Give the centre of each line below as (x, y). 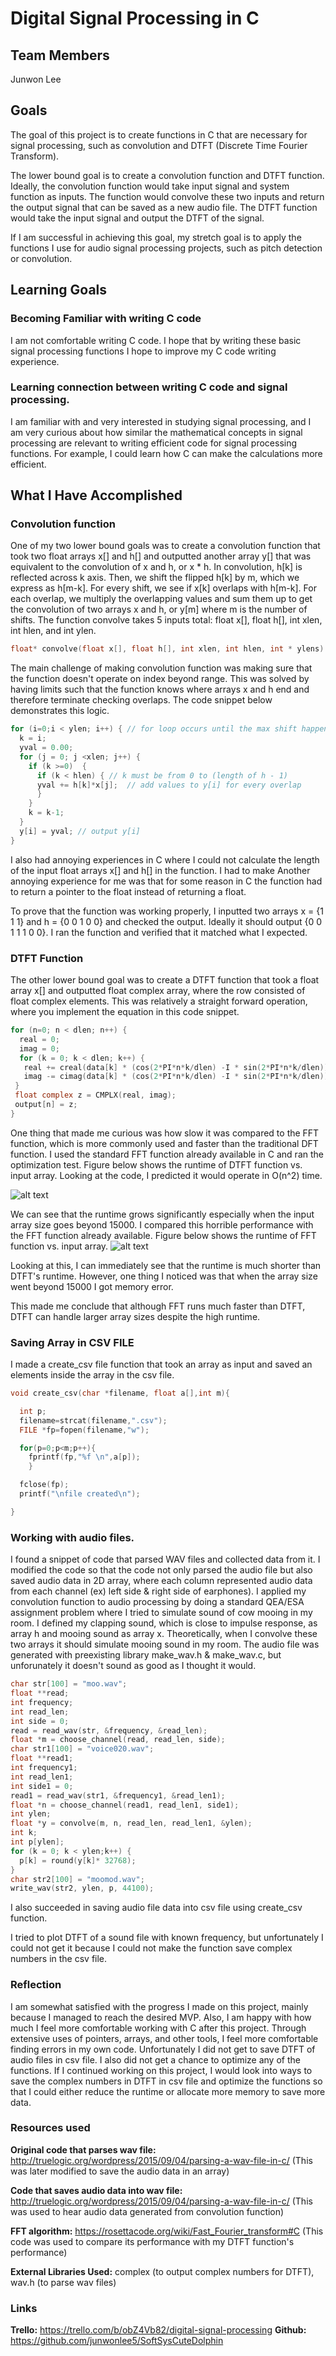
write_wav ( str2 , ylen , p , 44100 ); (82, 1888)
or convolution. (41, 258)
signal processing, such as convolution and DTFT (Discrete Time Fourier (159, 145)
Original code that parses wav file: (83, 2149)
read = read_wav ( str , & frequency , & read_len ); (109, 1730)
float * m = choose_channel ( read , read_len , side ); (118, 1740)
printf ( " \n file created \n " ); (80, 1494)
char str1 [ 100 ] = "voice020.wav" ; (82, 1749)
